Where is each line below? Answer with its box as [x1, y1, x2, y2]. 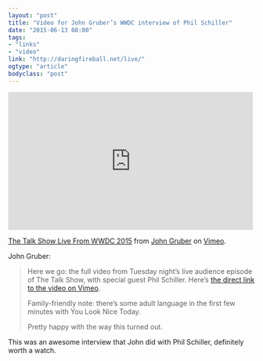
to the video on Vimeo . [27, 283, 101, 293]
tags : [8, 33, 26, 42]
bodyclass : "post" [8, 70, 68, 78]
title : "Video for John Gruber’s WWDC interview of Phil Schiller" [8, 19, 233, 27]
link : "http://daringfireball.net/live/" [8, 56, 146, 64]
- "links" [8, 41, 41, 49]
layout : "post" [8, 11, 58, 20]
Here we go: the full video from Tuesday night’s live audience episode [27, 266, 253, 275]
